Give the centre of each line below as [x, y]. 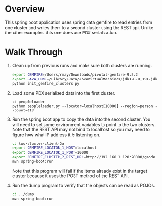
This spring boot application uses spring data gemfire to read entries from [79, 22]
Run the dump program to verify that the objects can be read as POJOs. [84, 185]
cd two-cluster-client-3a [38, 143]
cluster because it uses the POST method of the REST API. [70, 176]
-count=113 [23, 110]
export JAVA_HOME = [30, 79]
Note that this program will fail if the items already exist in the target [80, 171]
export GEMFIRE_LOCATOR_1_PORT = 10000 [50, 153]
